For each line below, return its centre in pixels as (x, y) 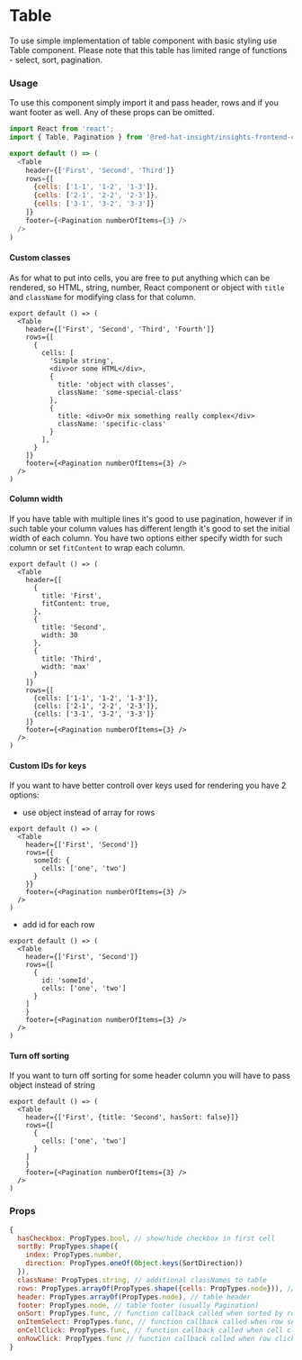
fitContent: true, (76, 604)
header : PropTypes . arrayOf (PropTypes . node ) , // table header (134, 1297)
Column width (36, 499)
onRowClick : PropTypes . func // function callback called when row (144, 1339)
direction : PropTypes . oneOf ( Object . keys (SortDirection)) (134, 1264)
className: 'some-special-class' (120, 392)
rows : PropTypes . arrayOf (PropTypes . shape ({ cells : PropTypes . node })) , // (156, 1288)
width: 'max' (66, 667)
